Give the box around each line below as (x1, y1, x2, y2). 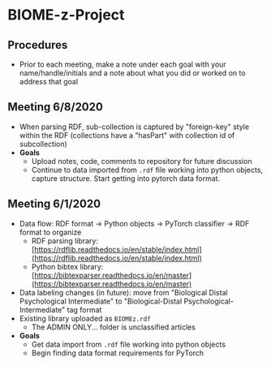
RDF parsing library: (31, 235, 99, 245)
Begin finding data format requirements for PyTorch (31, 347, 204, 358)
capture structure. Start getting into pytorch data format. (31, 173, 221, 183)
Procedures (7, 38, 68, 52)
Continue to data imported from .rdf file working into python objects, (31, 165, 264, 174)
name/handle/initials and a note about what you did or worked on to (19, 68, 246, 78)
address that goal (19, 77, 79, 86)
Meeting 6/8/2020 (7, 100, 103, 114)
